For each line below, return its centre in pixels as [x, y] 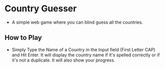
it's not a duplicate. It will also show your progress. [63, 60]
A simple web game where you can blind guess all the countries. [77, 22]
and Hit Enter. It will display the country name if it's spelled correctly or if [86, 55]
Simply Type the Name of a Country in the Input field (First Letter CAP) [83, 49]
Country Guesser [41, 9]
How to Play [23, 38]
